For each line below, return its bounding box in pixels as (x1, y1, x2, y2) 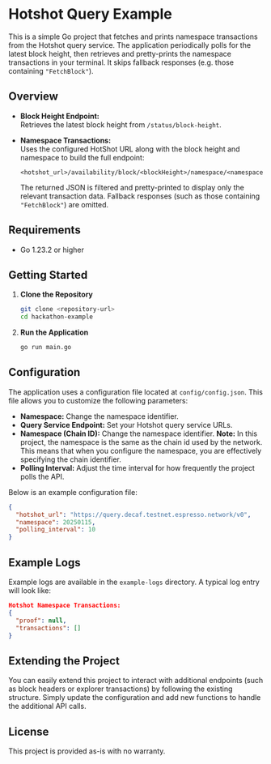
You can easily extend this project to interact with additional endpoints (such (8, 676, 264, 685)
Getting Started (8, 268, 88, 282)
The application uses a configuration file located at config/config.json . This (8, 386, 263, 397)
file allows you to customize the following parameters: (8, 395, 188, 405)
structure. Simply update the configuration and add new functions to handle (8, 693, 261, 702)
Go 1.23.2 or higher (19, 245, 85, 254)
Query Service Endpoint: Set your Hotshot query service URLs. (19, 420, 233, 429)
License (8, 724, 49, 738)
